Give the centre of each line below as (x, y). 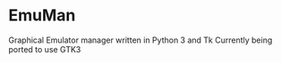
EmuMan (42, 16)
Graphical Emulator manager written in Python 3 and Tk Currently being (140, 40)
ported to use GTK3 (45, 49)
